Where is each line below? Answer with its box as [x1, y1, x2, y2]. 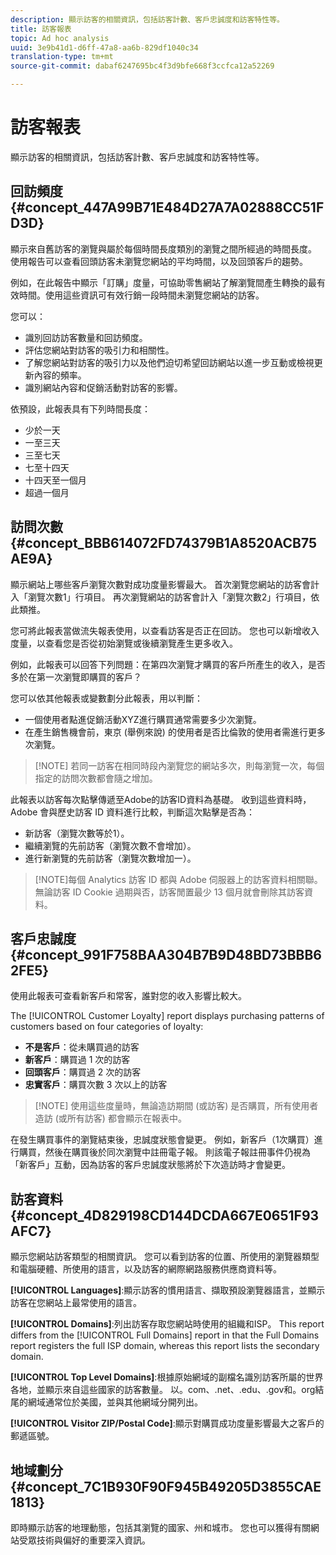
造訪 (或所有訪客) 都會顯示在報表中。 [34, 1112, 187, 1125]
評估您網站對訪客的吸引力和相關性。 [24, 344, 175, 356]
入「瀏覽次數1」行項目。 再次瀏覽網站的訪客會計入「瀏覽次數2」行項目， [10, 591, 312, 603]
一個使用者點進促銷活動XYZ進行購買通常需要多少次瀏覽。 [24, 713, 262, 725]
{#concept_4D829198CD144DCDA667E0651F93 [10, 1207, 320, 1224]
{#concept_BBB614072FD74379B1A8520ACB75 [10, 535, 317, 552]
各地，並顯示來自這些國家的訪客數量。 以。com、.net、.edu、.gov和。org [10, 1384, 316, 1396]
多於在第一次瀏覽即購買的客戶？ [10, 671, 142, 683]
